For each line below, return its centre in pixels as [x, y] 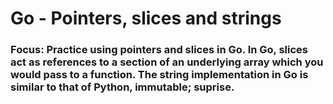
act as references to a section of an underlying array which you [167, 62]
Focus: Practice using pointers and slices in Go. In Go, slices [159, 50]
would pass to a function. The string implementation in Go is [159, 75]
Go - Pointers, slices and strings [146, 18]
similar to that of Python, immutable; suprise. [122, 87]
